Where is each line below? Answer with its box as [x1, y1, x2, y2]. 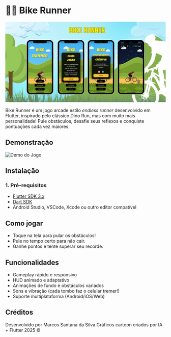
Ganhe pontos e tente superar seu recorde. [12, 243, 103, 249]
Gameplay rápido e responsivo [12, 272, 77, 278]
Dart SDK [12, 199, 33, 205]
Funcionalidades [5, 258, 60, 267]
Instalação [5, 167, 40, 175]
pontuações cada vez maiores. [5, 123, 70, 129]
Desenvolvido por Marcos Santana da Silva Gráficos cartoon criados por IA [5, 321, 163, 328]
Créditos [5, 308, 34, 317]
